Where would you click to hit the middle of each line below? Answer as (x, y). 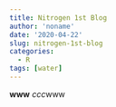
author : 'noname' (42, 26)
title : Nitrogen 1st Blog (58, 18)
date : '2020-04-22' (46, 34)
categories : (32, 52)
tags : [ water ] (36, 69)
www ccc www (38, 94)
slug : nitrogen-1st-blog (56, 43)
